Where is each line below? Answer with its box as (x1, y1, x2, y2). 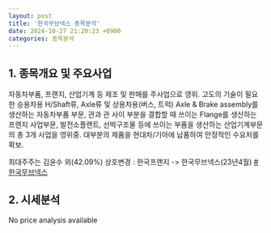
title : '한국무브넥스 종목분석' (8, 19, 101, 28)
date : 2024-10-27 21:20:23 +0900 (8, 27, 121, 35)
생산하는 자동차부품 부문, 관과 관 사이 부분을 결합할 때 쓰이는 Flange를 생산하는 (8, 110, 257, 120)
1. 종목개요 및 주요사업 (8, 66, 112, 80)
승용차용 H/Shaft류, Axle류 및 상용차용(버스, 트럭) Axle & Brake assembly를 (16, 100, 259, 109)
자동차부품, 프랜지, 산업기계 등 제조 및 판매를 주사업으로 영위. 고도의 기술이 (8, 90, 243, 100)
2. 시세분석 (8, 193, 61, 207)
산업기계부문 (223, 120, 264, 129)
